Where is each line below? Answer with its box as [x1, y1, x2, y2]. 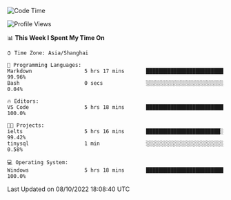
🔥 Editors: [7, 98, 39, 105]
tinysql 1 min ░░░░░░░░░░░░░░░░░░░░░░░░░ [7, 140, 224, 147]
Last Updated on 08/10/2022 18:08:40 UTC [7, 185, 130, 193]
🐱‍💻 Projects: [7, 122, 45, 129]
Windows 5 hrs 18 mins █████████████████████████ [7, 167, 224, 174]
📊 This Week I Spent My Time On [7, 34, 105, 41]
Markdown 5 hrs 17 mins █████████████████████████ [7, 68, 224, 74]
